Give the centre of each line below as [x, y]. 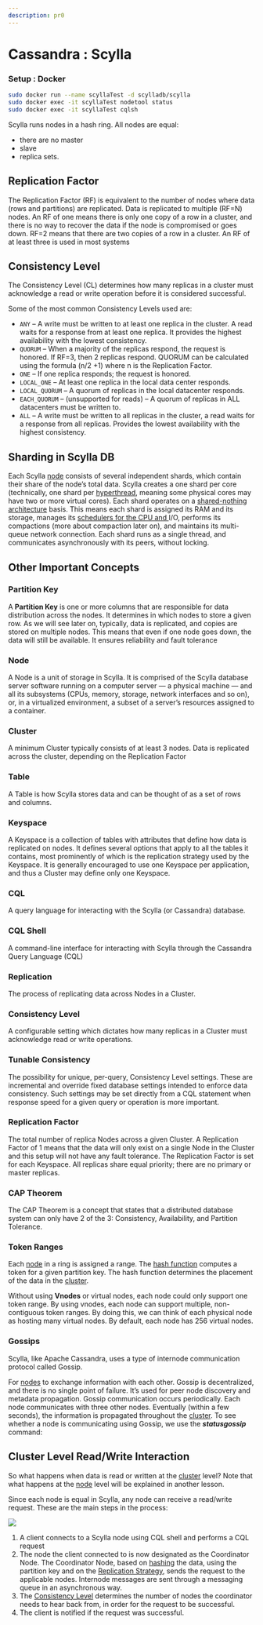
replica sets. [39, 156]
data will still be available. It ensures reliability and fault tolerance [113, 639]
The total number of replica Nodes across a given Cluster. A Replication [123, 1139]
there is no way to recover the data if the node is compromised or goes [122, 225]
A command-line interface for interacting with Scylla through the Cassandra [130, 948]
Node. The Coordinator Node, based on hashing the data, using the [128, 1562]
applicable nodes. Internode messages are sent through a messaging [131, 1579]
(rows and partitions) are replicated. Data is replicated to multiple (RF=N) [125, 208]
